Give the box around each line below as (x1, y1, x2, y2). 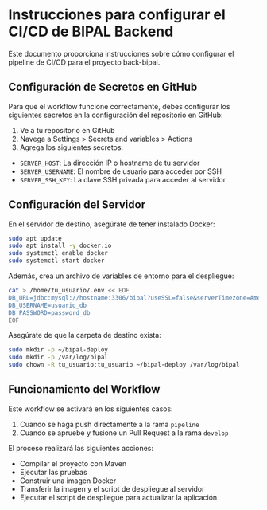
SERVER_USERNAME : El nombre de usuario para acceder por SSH (19, 166, 222, 176)
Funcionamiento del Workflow (8, 382, 161, 396)
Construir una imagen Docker (19, 476, 117, 485)
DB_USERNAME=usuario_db (8, 301, 87, 309)
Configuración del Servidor (8, 198, 145, 212)
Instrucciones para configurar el (8, 6, 226, 24)
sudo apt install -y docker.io (8, 241, 112, 250)
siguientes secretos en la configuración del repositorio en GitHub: (8, 110, 224, 120)
